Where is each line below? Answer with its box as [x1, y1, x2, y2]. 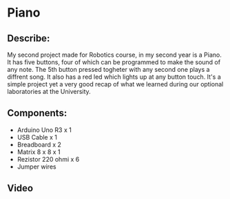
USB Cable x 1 [17, 133, 57, 141]
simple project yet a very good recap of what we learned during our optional [7, 80, 224, 88]
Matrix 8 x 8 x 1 [17, 147, 61, 156]
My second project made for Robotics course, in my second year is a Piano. [7, 50, 222, 59]
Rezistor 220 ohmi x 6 [17, 155, 80, 163]
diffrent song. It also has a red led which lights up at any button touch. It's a [7, 73, 222, 81]
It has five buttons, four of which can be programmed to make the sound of [7, 58, 221, 66]
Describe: [7, 32, 50, 44]
